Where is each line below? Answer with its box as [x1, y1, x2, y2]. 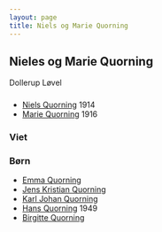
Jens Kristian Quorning [21, 184, 106, 195]
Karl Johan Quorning [21, 194, 99, 205]
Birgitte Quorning [21, 213, 85, 223]
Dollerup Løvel [9, 77, 62, 89]
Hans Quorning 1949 [21, 203, 98, 213]
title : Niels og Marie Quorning [9, 21, 128, 30]
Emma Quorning [21, 174, 81, 186]
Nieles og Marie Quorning [9, 54, 153, 69]
